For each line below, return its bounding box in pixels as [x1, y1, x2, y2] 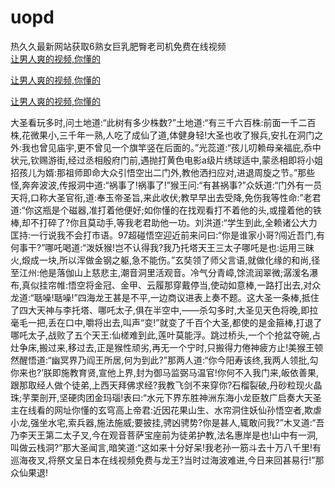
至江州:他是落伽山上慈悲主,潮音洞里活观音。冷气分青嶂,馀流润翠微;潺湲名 [10, 266, 310, 278]
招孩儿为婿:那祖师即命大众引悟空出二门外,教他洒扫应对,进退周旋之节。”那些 [10, 166, 316, 178]
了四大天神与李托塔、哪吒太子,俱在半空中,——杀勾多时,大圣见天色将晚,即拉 [10, 304, 319, 316]
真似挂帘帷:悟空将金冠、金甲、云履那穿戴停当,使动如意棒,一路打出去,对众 [21, 279, 322, 291]
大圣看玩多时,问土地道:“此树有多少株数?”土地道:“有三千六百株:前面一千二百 [10, 116, 317, 128]
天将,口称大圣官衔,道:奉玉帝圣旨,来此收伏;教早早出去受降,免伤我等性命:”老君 [10, 191, 322, 203]
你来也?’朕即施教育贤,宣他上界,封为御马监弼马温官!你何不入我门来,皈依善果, [10, 366, 319, 378]
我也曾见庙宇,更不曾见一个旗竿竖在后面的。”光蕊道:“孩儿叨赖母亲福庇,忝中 [21, 141, 322, 153]
